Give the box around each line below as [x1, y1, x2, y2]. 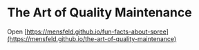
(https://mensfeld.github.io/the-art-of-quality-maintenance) [7, 34, 177, 42]
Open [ [7, 27, 27, 36]
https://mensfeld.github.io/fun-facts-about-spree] [26, 27, 169, 36]
